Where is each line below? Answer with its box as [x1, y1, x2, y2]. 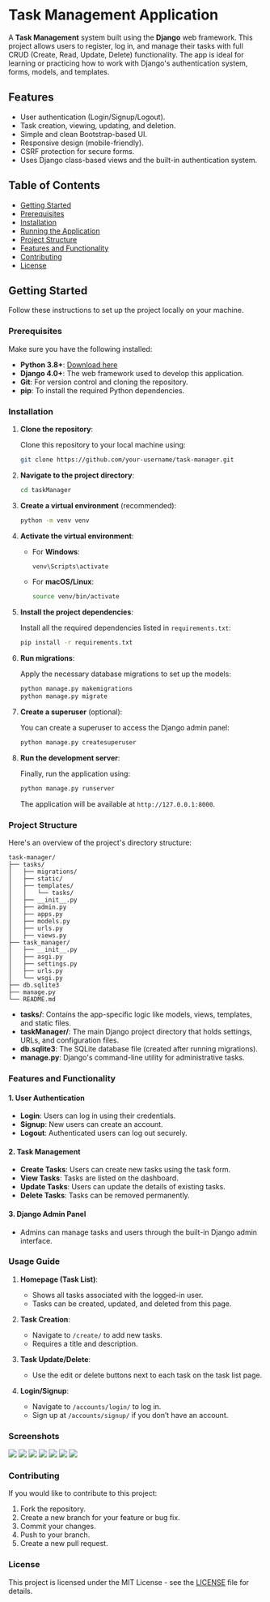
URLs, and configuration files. [19, 1035, 120, 1045]
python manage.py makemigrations [19, 685, 133, 693]
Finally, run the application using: [19, 769, 131, 778]
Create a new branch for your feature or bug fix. [19, 1513, 180, 1523]
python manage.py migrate [19, 692, 108, 700]
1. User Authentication [8, 1093, 85, 1103]
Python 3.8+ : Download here [19, 359, 118, 370]
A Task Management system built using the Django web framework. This [8, 32, 253, 42]
